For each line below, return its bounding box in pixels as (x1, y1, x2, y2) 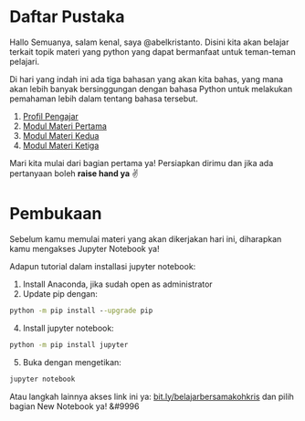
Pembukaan (9, 204, 102, 225)
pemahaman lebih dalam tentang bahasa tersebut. (9, 93, 198, 104)
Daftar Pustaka (9, 6, 125, 27)
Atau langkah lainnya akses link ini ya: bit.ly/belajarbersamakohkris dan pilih (9, 391, 295, 402)
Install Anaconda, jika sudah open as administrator (22, 279, 213, 289)
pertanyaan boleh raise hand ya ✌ (9, 167, 139, 179)
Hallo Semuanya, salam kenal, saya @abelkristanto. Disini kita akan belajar (9, 37, 289, 47)
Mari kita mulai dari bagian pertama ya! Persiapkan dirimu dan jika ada (9, 157, 274, 168)
